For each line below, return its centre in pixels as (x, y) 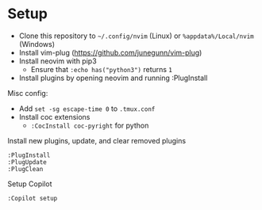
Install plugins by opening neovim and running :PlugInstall (113, 78)
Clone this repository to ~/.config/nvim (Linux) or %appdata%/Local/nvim (137, 36)
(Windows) (37, 44)
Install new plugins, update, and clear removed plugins (97, 140)
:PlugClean (25, 169)
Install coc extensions (54, 116)
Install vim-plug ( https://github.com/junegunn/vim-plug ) (110, 52)
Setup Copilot (30, 184)
